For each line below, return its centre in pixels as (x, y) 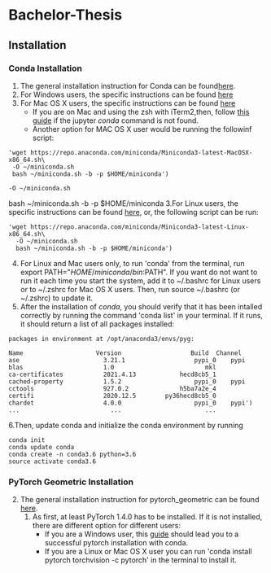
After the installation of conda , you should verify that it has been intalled (141, 306)
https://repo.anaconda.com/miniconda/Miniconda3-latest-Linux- (140, 227)
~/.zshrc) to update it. (57, 298)
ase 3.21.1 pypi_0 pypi (127, 360)
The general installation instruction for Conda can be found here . (128, 85)
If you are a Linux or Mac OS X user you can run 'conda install (148, 552)
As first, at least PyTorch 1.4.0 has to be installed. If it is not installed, (147, 517)
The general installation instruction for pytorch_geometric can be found (140, 500)
